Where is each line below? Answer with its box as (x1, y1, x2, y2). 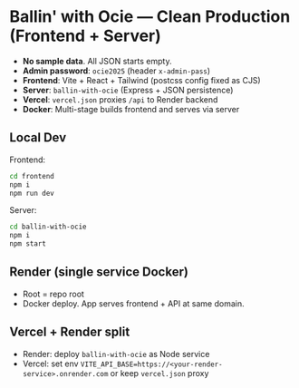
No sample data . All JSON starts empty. (22, 55, 172, 66)
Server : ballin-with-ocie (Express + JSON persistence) (22, 84, 234, 95)
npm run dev (9, 189, 54, 198)
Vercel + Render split (9, 325, 130, 340)
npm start (9, 239, 47, 248)
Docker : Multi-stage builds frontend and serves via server (22, 103, 240, 114)
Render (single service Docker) (9, 265, 188, 280)
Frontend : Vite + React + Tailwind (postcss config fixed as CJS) (22, 74, 261, 85)
